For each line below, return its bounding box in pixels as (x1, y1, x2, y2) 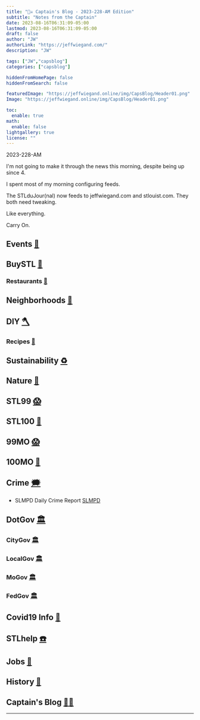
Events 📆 (6, 239, 40, 249)
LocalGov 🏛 (6, 555, 43, 563)
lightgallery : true (6, 129, 55, 135)
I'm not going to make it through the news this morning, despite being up (6, 163, 185, 170)
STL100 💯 (6, 417, 42, 427)
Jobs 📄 (6, 657, 32, 667)
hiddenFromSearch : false (6, 80, 68, 86)
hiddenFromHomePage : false (6, 75, 73, 80)
